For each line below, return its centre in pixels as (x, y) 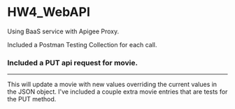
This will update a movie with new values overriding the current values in (112, 85)
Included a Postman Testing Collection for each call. (82, 44)
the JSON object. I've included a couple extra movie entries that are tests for (117, 92)
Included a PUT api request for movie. (73, 62)
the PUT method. (32, 99)
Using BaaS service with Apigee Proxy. (63, 31)
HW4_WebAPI (49, 12)
